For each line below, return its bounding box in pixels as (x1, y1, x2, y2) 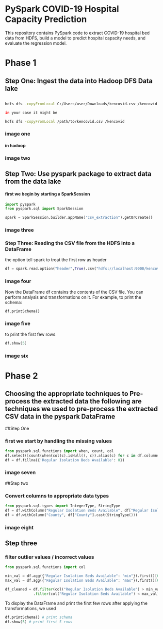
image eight (5, 524, 34, 531)
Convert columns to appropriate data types (5, 492, 109, 499)
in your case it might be (5, 110, 57, 115)
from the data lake (5, 177, 62, 186)
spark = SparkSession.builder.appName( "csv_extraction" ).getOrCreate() (5, 215, 153, 220)
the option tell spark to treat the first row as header (5, 257, 107, 263)
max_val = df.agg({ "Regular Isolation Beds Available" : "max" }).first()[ (5, 578, 158, 583)
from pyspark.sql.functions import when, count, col (5, 448, 114, 454)
